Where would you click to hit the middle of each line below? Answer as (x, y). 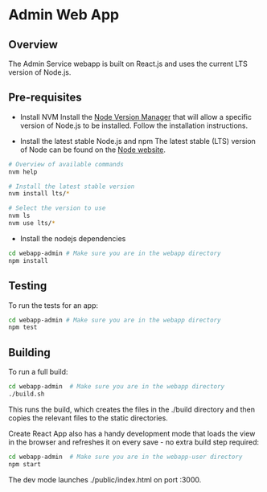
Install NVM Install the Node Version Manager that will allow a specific (136, 117)
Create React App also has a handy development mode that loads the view (132, 433)
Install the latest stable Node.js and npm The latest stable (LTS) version (138, 141)
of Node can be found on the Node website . (93, 150)
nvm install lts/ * (39, 194)
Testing (28, 286)
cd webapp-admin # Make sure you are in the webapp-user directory (125, 457)
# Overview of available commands (66, 164)
